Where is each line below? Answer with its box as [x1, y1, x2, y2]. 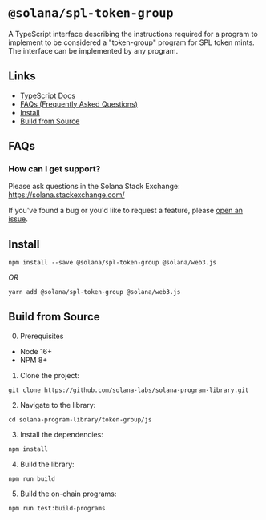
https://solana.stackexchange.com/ [8, 190, 126, 200]
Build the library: [19, 459, 75, 470]
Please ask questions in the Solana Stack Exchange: [8, 182, 180, 191]
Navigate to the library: [19, 401, 96, 410]
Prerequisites [19, 331, 64, 341]
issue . [8, 214, 28, 224]
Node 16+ [19, 347, 53, 357]
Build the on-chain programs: [19, 489, 117, 498]
